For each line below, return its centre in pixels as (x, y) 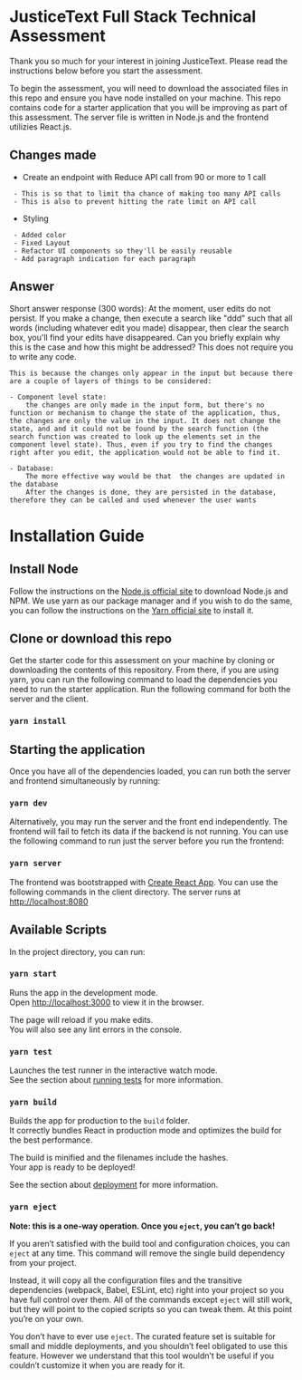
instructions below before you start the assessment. (106, 71)
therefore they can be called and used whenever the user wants (133, 500)
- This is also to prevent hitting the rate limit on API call (135, 201)
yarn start (33, 974)
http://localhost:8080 (49, 901)
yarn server (36, 864)
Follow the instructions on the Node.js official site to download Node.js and (149, 591)
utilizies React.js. (41, 126)
